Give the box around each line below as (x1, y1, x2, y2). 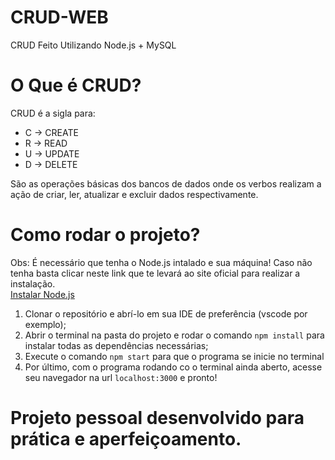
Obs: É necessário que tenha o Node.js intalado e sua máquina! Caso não (10, 256, 313, 268)
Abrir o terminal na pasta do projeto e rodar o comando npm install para (24, 329, 325, 341)
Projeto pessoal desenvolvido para (10, 407, 305, 429)
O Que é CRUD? (10, 74, 142, 97)
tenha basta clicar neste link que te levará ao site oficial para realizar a (10, 267, 301, 279)
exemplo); (24, 318, 67, 330)
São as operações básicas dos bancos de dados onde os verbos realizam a (10, 177, 322, 190)
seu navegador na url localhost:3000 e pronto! (24, 371, 218, 383)
